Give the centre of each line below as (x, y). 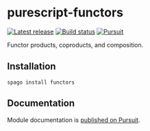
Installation (32, 67)
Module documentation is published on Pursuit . (74, 120)
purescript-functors (65, 13)
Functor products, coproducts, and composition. (75, 45)
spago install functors (41, 82)
